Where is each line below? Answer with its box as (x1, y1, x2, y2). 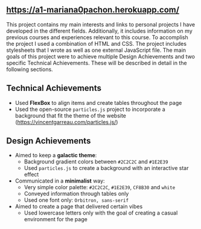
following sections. (6, 66, 53, 73)
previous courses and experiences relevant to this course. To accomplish (6, 33, 188, 41)
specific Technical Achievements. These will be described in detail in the (6, 59, 187, 66)
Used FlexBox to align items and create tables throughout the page (14, 99, 182, 106)
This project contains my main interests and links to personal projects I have (6, 20, 195, 28)
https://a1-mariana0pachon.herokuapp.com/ (6, 5, 180, 15)
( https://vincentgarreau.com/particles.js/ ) (14, 118, 118, 125)
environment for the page (24, 216, 88, 223)
